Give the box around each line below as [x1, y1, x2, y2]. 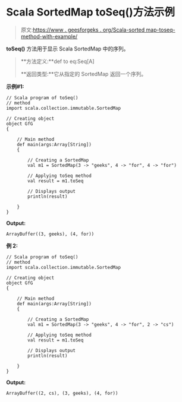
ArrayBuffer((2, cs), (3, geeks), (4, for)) [6, 390, 118, 396]
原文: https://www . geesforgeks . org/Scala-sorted [20, 26, 145, 33]
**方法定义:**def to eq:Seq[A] [20, 58, 95, 65]
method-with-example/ [20, 33, 78, 40]
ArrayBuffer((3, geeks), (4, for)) [6, 231, 95, 237]
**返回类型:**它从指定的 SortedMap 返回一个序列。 [20, 70, 147, 77]
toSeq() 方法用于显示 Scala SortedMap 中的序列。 [6, 45, 129, 52]
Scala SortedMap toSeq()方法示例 [6, 5, 175, 19]
